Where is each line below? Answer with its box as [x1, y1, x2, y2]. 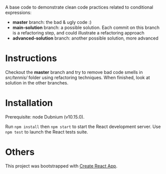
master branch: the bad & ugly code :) [12, 19, 92, 25]
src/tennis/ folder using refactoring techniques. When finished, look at [5, 74, 150, 80]
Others [5, 146, 35, 158]
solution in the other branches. [5, 79, 69, 85]
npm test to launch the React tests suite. [5, 128, 88, 134]
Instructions [5, 52, 57, 64]
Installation [5, 97, 53, 109]
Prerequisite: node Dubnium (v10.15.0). [5, 113, 85, 119]
